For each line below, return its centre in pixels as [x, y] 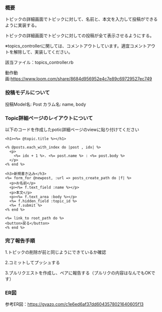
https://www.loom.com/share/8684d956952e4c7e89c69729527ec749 [81, 79]
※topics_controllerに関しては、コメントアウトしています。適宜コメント [76, 46]
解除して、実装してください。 [43, 52]
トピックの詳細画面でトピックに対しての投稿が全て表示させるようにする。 [80, 36]
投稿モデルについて [27, 92]
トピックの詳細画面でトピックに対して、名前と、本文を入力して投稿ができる [81, 19]
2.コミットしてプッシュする [33, 263]
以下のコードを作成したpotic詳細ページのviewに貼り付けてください [72, 129]
